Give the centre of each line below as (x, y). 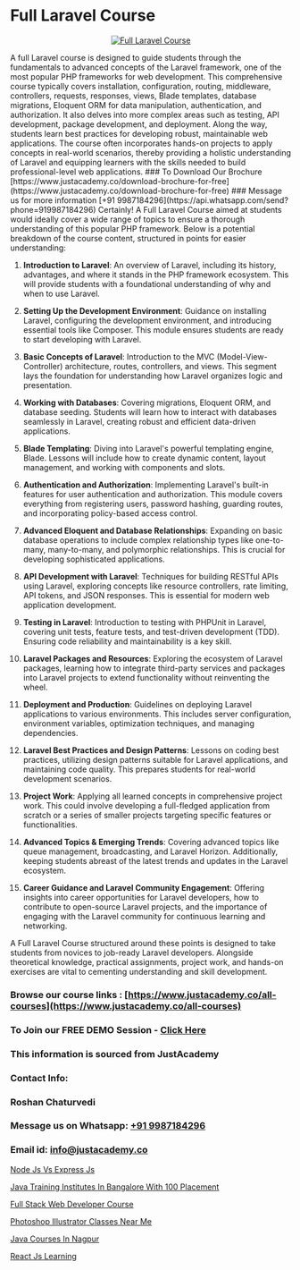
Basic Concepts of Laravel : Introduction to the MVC (119, 356)
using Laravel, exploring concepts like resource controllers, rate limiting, (155, 586)
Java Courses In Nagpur (55, 1239)
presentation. (47, 385)
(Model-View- (242, 356)
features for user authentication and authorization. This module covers (153, 494)
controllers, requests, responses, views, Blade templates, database (133, 96)
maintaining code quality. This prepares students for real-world (139, 769)
